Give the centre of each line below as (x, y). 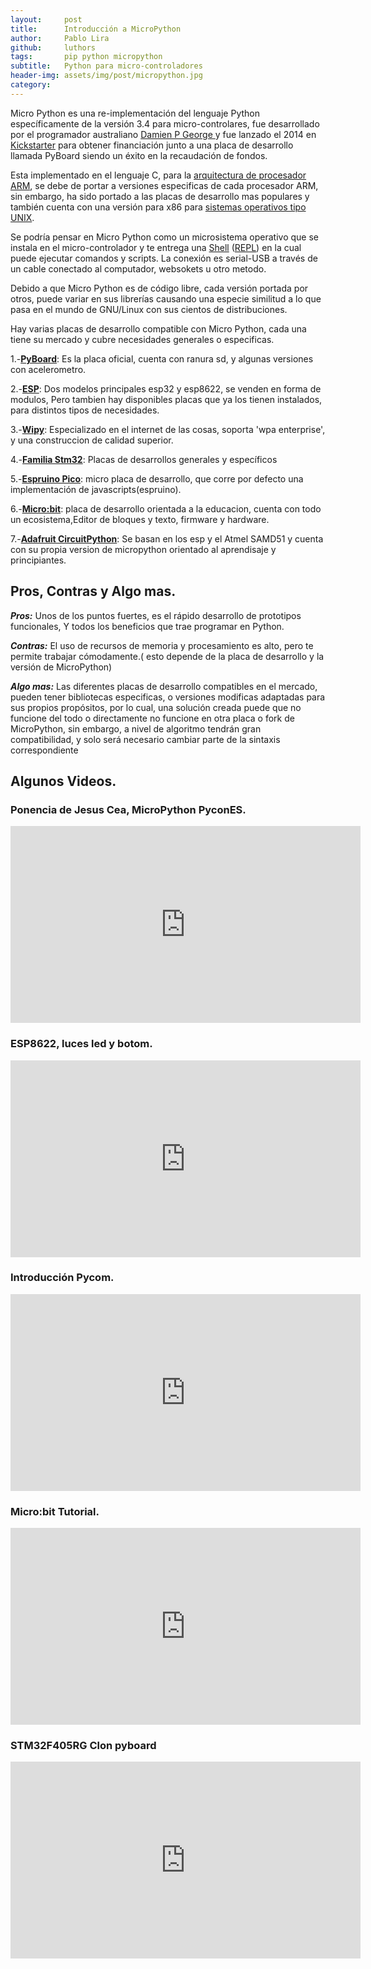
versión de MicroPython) (61, 667)
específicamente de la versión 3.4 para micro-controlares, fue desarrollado (165, 123)
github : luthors (53, 47)
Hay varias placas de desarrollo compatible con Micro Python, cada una (158, 328)
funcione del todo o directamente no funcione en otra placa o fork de (152, 718)
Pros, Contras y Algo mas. (93, 591)
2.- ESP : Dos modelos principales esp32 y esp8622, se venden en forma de (166, 388)
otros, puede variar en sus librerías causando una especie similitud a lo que (166, 298)
